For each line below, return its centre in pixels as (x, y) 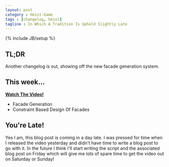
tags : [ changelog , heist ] (34, 19)
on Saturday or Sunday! (30, 159)
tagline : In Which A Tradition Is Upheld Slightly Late (66, 24)
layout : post (19, 10)
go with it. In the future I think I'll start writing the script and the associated (82, 148)
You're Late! (25, 125)
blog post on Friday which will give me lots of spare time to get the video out (85, 153)
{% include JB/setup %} (30, 38)
